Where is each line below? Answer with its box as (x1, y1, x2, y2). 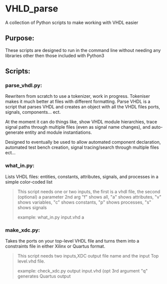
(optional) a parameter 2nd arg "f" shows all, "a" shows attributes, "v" (17, 194, 161, 200)
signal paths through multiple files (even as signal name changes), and (5, 124, 151, 130)
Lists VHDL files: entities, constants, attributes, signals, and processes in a (5, 173, 158, 180)
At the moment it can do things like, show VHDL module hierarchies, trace (5, 119, 157, 125)
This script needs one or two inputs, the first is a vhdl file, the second (17, 188, 160, 195)
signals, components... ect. (5, 109, 61, 115)
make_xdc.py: (5, 227, 40, 234)
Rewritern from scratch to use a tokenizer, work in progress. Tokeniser (5, 93, 150, 99)
